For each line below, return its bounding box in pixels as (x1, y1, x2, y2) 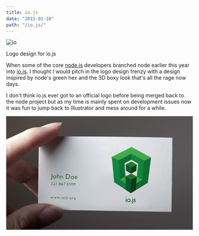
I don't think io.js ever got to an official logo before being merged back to (6, 92, 185, 99)
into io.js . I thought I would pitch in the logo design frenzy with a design (6, 68, 181, 75)
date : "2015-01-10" (6, 15, 54, 22)
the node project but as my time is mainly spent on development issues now (6, 98, 192, 106)
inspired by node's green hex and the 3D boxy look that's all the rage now (6, 74, 187, 81)
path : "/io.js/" (6, 22, 46, 28)
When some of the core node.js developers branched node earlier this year (6, 62, 190, 69)
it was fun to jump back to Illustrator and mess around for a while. (6, 104, 166, 112)
